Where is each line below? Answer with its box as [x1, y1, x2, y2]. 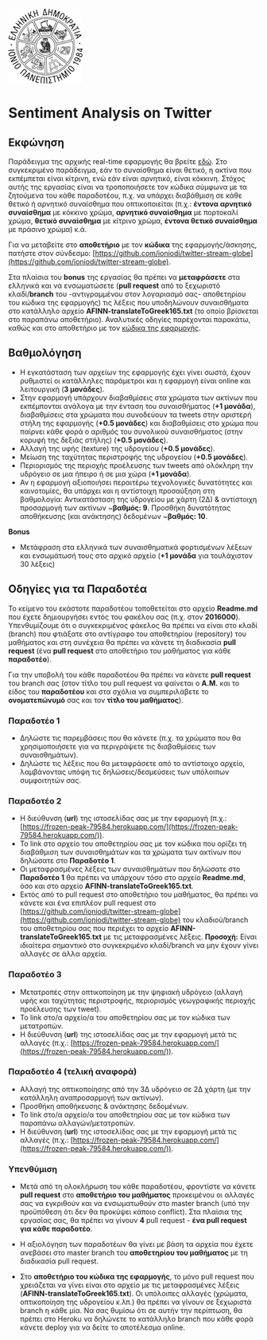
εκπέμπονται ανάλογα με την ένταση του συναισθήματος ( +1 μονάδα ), [19, 401, 256, 411]
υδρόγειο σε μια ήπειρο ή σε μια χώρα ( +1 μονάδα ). [19, 469, 192, 478]
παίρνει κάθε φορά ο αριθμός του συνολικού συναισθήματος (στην [19, 426, 244, 436]
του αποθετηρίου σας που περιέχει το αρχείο [19, 924, 169, 933]
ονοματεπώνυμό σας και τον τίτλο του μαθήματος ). [8, 695, 184, 705]
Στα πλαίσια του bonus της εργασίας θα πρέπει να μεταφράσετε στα [8, 273, 241, 281]
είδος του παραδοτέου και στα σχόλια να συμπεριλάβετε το [8, 686, 209, 696]
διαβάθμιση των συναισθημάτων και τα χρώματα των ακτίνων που [19, 847, 242, 857]
